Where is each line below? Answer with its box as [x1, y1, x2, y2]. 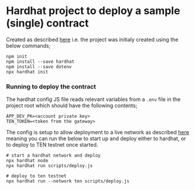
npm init [6, 53, 28, 59]
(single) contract [6, 16, 89, 30]
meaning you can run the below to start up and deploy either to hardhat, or [6, 135, 186, 142]
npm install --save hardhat [6, 59, 75, 65]
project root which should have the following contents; [6, 102, 138, 109]
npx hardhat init [6, 69, 49, 74]
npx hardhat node [6, 158, 49, 164]
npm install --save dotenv [6, 63, 72, 70]
